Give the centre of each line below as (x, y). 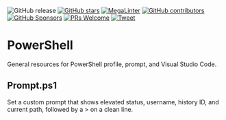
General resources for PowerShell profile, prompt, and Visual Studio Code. (112, 64)
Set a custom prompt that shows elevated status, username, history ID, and (113, 102)
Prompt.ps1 (32, 86)
